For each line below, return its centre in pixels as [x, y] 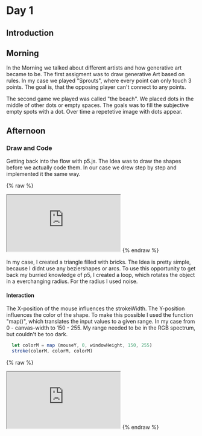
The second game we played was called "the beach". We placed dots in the [100, 99]
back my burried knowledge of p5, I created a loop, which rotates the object [101, 275]
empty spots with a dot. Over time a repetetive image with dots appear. [94, 112]
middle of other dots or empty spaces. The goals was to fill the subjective [98, 105]
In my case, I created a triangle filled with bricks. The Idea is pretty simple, [99, 262]
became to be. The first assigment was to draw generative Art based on [96, 74]
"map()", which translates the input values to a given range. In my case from [101, 322]
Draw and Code [29, 148]
